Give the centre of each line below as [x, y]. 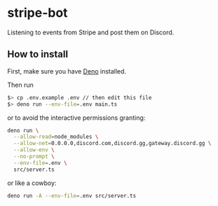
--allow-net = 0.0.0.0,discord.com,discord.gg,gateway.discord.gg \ [113, 144]
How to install [38, 54]
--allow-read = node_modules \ [56, 137]
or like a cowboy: [32, 183]
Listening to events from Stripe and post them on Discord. [91, 32]
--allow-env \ [34, 150]
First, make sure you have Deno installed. [67, 71]
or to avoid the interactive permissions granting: [76, 118]
